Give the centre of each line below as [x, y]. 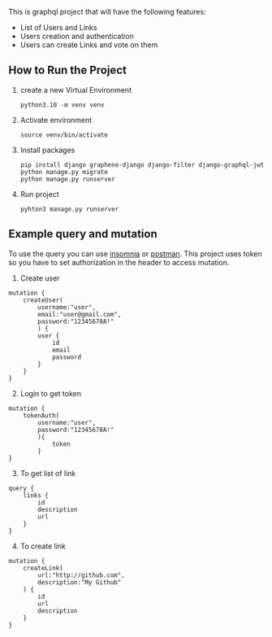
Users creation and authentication [77, 36]
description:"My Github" [80, 582]
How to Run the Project [68, 70]
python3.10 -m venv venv [62, 105]
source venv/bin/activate [64, 135]
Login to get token [50, 393]
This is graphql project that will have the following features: [107, 12]
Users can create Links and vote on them [89, 45]
